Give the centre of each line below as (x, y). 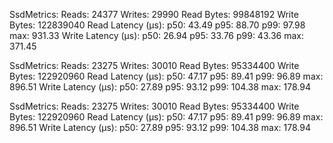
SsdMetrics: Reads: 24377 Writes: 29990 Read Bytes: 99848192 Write (154, 14)
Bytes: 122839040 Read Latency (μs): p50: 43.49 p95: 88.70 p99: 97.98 (157, 25)
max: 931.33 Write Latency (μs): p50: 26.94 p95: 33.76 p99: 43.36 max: (156, 35)
